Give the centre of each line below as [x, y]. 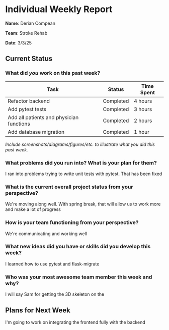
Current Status [29, 59]
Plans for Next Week [38, 310]
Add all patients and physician [43, 117]
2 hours [143, 121]
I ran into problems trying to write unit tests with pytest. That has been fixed [84, 174]
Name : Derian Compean [30, 23]
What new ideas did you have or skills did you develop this [78, 247]
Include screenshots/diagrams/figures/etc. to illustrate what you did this [80, 144]
